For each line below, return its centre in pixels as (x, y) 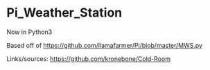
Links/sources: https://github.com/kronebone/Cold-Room (89, 59)
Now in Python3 (29, 32)
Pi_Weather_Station (64, 13)
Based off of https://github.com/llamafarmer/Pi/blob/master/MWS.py (104, 45)
